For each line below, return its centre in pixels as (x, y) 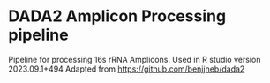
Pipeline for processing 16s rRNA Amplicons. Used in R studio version (135, 59)
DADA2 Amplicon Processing (117, 16)
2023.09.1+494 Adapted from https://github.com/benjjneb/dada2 (127, 69)
